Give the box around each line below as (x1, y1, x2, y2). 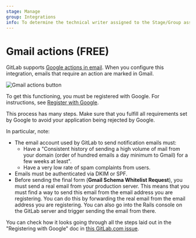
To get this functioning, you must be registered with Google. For (6, 93, 160, 100)
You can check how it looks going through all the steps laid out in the (6, 219, 172, 226)
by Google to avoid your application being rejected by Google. (6, 116, 155, 123)
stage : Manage (6, 8, 41, 15)
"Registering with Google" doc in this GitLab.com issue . (6, 225, 139, 232)
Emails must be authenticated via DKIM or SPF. (14, 170, 128, 177)
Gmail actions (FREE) (6, 44, 110, 58)
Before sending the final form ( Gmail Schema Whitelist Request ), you (14, 177, 183, 184)
